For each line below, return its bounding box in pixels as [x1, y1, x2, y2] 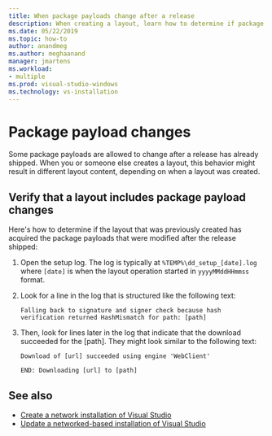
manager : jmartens [8, 58, 71, 66]
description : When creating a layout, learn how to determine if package [8, 20, 265, 28]
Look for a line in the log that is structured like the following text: [20, 290, 236, 301]
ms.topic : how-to [8, 34, 68, 43]
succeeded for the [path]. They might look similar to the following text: [20, 337, 257, 347]
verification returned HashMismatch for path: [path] [20, 314, 207, 322]
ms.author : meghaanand [8, 50, 86, 58]
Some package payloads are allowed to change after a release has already [8, 150, 259, 159]
